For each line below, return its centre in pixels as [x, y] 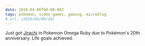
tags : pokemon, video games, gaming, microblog [56, 14]
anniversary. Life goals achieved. [39, 38]
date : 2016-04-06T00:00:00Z [35, 10]
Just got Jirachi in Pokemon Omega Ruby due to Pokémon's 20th [73, 33]
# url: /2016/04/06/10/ [30, 19]
